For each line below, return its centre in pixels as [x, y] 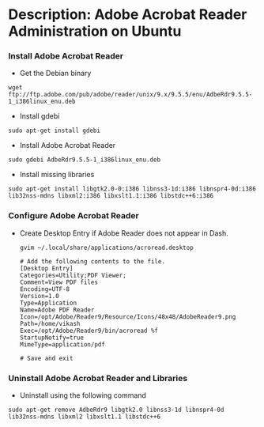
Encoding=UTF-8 [45, 289]
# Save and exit [46, 358]
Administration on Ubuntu [95, 31]
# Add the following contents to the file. [92, 261]
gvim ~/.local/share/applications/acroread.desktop [106, 248]
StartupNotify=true [52, 338]
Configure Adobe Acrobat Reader [74, 216]
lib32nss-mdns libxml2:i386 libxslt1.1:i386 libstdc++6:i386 [111, 196]
